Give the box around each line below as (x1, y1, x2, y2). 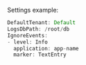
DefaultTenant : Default (7, 19, 76, 26)
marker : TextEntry (13, 51, 67, 58)
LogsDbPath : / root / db (7, 26, 70, 32)
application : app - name (13, 45, 79, 52)
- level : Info (7, 38, 49, 46)
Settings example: (7, 6, 59, 14)
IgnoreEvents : (7, 32, 49, 39)
